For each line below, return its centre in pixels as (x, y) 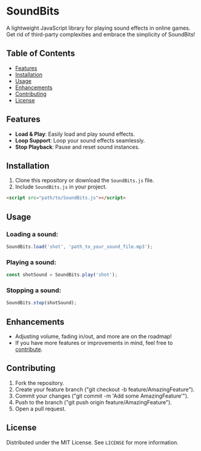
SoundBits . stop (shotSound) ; (42, 303)
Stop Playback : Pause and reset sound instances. (77, 147)
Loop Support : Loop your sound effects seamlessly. (80, 140)
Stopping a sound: (34, 290)
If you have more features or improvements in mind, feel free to (94, 342)
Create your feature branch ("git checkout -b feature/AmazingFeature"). (105, 389)
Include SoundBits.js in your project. (61, 187)
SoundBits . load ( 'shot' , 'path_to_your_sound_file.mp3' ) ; (80, 247)
